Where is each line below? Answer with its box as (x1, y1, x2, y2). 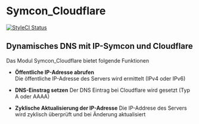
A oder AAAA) (14, 92, 50, 100)
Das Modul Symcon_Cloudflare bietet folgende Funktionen (6, 57, 150, 64)
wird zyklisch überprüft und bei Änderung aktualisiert (14, 110, 146, 117)
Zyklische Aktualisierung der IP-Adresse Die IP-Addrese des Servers (14, 104, 187, 111)
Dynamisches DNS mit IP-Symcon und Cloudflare (6, 41, 194, 51)
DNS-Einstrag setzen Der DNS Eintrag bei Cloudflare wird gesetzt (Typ (14, 86, 191, 94)
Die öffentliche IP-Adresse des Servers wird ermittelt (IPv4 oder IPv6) (14, 75, 186, 82)
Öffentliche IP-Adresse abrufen (14, 69, 94, 76)
